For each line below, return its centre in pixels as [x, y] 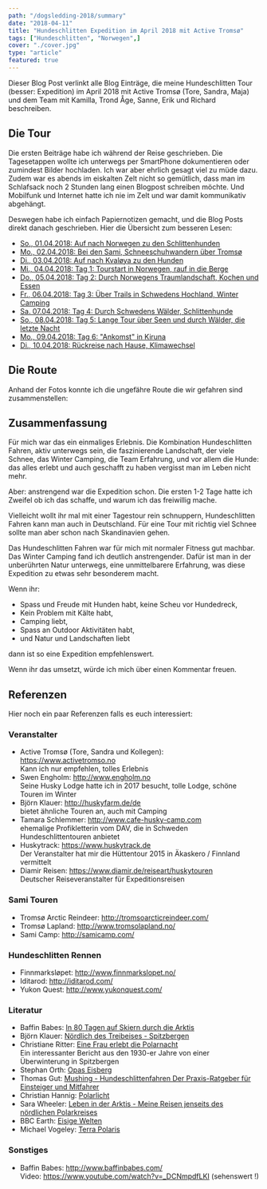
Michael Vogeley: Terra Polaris [70, 1129]
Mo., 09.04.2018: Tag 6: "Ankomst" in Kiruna [92, 336]
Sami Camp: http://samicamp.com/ [77, 934]
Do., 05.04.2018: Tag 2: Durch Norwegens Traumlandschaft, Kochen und [139, 277]
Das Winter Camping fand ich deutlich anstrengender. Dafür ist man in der [130, 557]
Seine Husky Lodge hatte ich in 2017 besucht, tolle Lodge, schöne [128, 786]
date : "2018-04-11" [41, 23]
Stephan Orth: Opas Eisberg [66, 1070]
